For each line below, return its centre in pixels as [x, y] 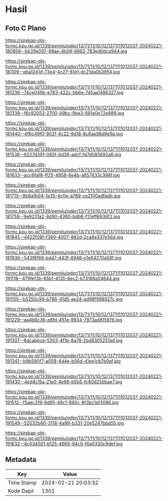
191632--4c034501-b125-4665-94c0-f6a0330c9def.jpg [64, 444]
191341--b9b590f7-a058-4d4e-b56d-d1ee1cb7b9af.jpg [63, 361]
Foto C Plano [26, 28]
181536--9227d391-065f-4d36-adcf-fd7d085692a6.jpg [63, 154]
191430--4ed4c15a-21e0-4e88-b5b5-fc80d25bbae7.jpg [64, 382]
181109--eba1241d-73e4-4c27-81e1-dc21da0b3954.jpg [63, 72]
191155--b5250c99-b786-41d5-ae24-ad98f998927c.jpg [64, 299]
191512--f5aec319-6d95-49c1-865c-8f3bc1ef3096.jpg [62, 402]
